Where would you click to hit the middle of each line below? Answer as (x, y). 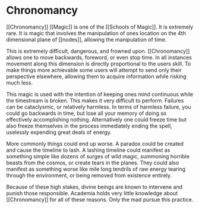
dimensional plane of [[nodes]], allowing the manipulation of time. (86, 39)
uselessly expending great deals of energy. (59, 132)
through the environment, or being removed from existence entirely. (89, 175)
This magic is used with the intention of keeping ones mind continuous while (100, 94)
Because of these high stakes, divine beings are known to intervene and (94, 187)
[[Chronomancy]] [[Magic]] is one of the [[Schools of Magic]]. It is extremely (100, 27)
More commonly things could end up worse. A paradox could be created (95, 144)
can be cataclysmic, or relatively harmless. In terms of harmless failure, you (99, 107)
